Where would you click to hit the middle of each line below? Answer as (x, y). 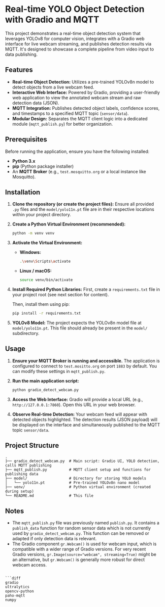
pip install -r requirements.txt (47, 313)
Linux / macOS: (35, 271)
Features (19, 70)
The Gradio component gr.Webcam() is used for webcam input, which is (84, 544)
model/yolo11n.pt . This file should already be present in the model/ (80, 328)
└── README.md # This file (49, 496)
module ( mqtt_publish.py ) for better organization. (63, 124)
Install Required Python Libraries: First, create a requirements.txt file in (86, 289)
